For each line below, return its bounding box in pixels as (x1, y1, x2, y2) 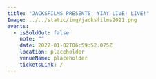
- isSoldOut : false (13, 29, 70, 36)
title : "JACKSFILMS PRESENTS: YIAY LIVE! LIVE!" (7, 10, 150, 17)
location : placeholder (19, 49, 85, 56)
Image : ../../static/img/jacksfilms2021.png (7, 16, 137, 23)
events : (7, 23, 30, 30)
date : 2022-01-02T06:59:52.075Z (19, 42, 113, 49)
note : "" (19, 36, 45, 43)
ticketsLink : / (19, 61, 64, 68)
